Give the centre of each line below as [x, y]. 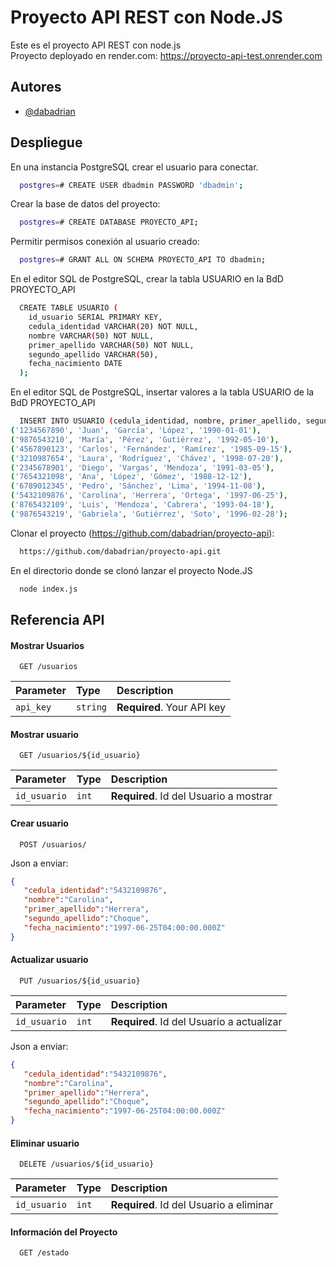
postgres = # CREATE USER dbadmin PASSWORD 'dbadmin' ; [131, 185]
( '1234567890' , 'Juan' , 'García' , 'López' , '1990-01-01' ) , [136, 431]
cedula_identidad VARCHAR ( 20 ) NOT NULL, [113, 326]
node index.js [48, 589]
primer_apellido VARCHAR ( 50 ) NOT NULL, [111, 345]
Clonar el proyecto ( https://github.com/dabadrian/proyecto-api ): [142, 533]
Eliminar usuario [45, 1143]
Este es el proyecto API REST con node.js [96, 45]
